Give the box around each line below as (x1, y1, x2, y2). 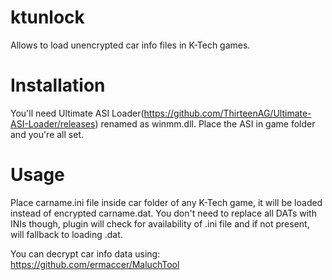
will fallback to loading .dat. (10, 228, 123, 240)
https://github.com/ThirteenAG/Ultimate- (143, 107, 312, 119)
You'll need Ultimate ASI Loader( (10, 107, 145, 119)
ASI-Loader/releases (10, 117, 96, 130)
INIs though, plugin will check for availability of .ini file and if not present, (10, 217, 310, 230)
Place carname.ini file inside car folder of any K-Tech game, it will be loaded (10, 196, 323, 208)
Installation (10, 74, 106, 97)
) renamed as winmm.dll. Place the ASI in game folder (94, 117, 316, 130)
